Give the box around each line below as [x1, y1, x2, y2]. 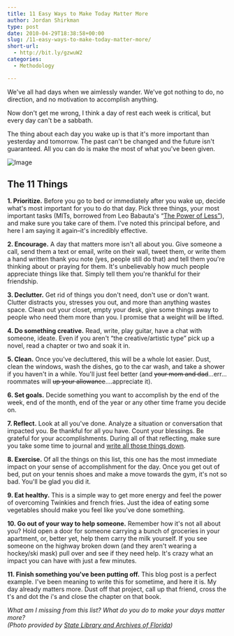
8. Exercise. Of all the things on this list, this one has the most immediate [7, 455, 217, 464]
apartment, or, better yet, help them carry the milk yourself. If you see [7, 535, 207, 543]
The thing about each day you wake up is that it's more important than [7, 129, 210, 138]
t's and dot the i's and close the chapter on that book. [7, 593, 162, 601]
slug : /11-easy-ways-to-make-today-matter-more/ [7, 36, 152, 43]
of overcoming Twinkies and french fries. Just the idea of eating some [7, 498, 210, 507]
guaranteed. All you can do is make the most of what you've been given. [7, 144, 215, 153]
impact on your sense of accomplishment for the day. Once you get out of [7, 462, 220, 471]
